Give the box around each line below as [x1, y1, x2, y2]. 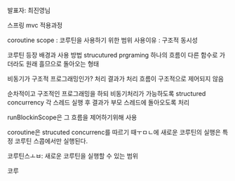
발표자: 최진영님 [7, 6, 51, 14]
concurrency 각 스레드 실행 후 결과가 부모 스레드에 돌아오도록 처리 [7, 98, 190, 107]
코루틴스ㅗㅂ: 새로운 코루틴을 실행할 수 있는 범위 [7, 152, 139, 160]
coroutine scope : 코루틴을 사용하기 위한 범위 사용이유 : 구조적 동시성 [7, 36, 198, 44]
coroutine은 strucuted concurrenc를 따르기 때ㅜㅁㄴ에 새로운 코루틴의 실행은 [7, 128, 221, 136]
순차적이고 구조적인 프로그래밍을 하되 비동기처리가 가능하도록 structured [7, 90, 206, 98]
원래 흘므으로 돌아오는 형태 [25, 60, 100, 68]
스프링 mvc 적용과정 [7, 21, 63, 29]
